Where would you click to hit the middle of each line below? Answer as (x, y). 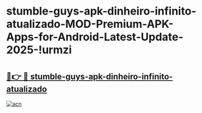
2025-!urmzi (39, 50)
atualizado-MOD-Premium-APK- (90, 24)
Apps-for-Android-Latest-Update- (95, 37)
